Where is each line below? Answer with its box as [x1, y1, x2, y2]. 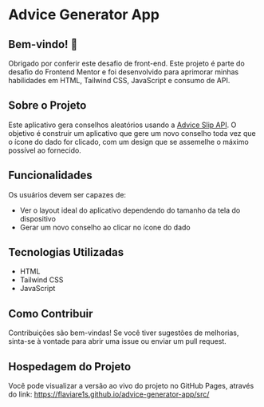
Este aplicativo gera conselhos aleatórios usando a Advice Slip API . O [8, 120, 237, 130]
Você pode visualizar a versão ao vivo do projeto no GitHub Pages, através [8, 381, 254, 391]
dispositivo [19, 213, 56, 223]
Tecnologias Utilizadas [8, 245, 124, 259]
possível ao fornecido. [8, 146, 81, 155]
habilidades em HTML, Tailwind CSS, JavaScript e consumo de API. [8, 76, 231, 85]
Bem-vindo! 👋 [8, 38, 78, 51]
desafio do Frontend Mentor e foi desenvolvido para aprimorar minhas [8, 67, 239, 77]
